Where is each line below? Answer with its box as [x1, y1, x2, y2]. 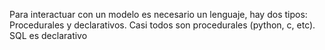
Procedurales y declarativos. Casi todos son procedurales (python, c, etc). [9, 19, 316, 31]
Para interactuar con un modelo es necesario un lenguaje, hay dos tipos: [9, 9, 308, 20]
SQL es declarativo [9, 30, 88, 41]
